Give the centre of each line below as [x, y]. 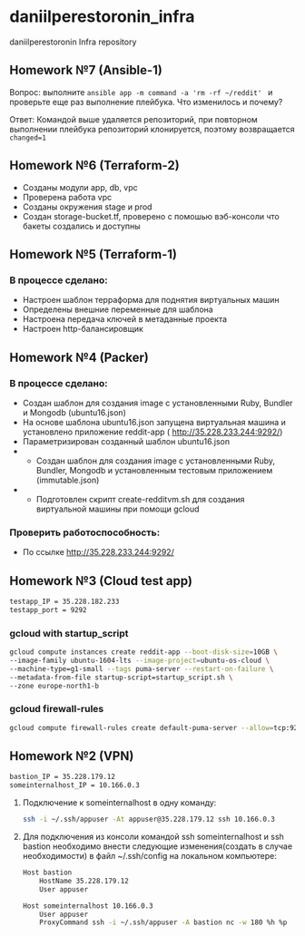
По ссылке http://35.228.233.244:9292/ [98, 552]
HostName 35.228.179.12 [84, 881]
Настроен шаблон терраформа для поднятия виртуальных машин [151, 300]
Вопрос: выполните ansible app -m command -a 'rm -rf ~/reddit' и [141, 92]
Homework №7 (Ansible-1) [86, 70]
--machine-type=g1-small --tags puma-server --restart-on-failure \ [142, 668]
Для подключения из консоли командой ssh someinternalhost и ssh [153, 837]
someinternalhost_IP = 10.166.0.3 [75, 785]
